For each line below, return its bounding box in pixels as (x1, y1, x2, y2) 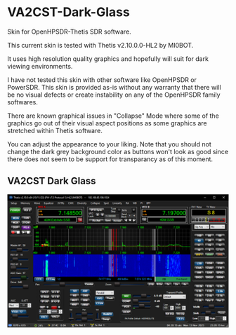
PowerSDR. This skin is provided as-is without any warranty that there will (7, 83, 221, 91)
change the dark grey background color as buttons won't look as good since (7, 147, 229, 156)
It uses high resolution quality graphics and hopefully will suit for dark (7, 54, 209, 63)
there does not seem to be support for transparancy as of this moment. (7, 155, 213, 163)
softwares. (7, 97, 39, 106)
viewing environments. (7, 62, 73, 70)
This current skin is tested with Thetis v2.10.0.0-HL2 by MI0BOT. (7, 41, 194, 49)
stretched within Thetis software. (7, 126, 103, 135)
